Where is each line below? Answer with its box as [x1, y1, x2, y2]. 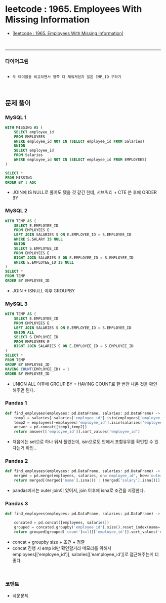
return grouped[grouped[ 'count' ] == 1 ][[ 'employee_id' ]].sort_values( [14, 529, 158, 534]
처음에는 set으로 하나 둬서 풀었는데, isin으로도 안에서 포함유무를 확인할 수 [12, 439, 154, 445]
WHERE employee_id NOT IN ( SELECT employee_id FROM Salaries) [14, 139, 145, 144]
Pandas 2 [5, 458, 28, 465]
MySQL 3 [5, 300, 28, 307]
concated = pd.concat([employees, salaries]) [14, 520, 110, 525]
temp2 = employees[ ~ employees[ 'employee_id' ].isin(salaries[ [14, 420, 142, 425]
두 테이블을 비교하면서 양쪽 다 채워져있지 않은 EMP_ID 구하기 [12, 75, 122, 80]
